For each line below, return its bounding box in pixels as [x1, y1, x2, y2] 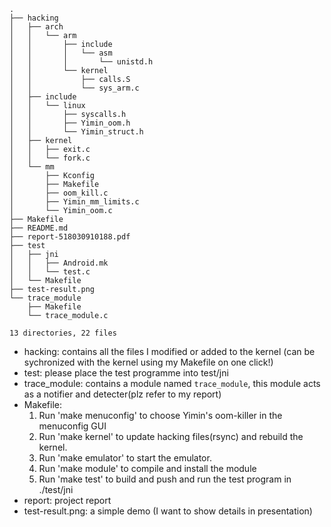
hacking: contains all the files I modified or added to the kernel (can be [23, 346, 316, 357]
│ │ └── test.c [9, 267, 91, 277]
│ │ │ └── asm [9, 48, 113, 58]
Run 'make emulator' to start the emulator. [38, 452, 212, 464]
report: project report [23, 495, 112, 506]
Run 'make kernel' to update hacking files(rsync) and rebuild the [38, 431, 304, 442]
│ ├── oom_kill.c [9, 188, 109, 198]
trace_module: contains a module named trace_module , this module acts [23, 378, 321, 389]
